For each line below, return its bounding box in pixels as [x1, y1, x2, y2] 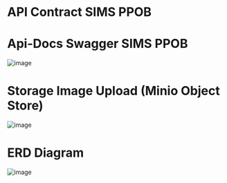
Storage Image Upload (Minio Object [7, 83, 220, 99]
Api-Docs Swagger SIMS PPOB [7, 36, 188, 52]
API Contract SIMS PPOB [7, 4, 152, 20]
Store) [7, 98, 44, 114]
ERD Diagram [7, 145, 84, 161]
